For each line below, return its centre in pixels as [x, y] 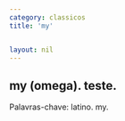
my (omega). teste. [63, 85]
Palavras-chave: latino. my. [59, 107]
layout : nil [31, 50]
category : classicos [48, 17]
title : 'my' [31, 26]
